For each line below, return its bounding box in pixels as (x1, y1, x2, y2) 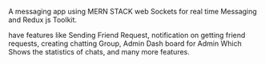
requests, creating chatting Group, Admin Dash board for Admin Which (8, 39, 242, 48)
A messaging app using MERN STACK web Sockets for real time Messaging (8, 7, 258, 16)
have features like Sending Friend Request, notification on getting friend (8, 31, 246, 40)
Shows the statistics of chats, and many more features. (8, 47, 191, 56)
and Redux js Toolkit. (8, 15, 78, 24)
